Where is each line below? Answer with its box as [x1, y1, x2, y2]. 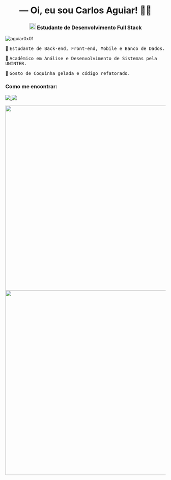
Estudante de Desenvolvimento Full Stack [37, 24, 142, 31]
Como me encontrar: [5, 83, 58, 90]
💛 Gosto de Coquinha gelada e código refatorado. [5, 70, 131, 76]
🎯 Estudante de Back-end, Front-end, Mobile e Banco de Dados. [5, 45, 165, 51]
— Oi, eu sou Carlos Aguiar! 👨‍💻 [19, 5, 152, 16]
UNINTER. [5, 61, 27, 67]
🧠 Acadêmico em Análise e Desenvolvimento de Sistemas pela [5, 56, 157, 62]
